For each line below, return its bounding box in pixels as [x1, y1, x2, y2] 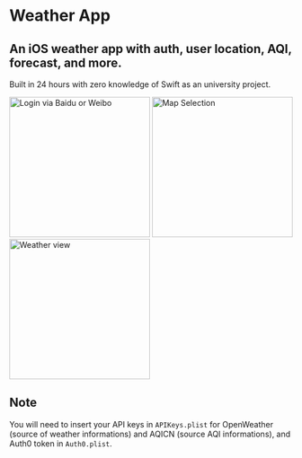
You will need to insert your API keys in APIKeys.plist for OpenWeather [9, 418, 274, 429]
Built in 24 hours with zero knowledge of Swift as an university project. [9, 79, 271, 90]
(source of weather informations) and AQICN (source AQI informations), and [9, 428, 291, 439]
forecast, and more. [9, 55, 122, 70]
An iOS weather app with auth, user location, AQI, [9, 41, 292, 57]
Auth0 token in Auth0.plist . [9, 437, 112, 449]
